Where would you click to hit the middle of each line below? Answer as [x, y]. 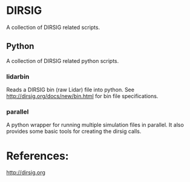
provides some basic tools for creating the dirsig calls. [74, 131]
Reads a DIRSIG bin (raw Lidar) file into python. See [70, 90]
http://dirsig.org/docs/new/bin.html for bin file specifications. [82, 96]
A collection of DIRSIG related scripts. [53, 27]
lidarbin [18, 76]
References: [38, 156]
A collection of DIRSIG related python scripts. [63, 60]
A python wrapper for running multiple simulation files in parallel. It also [95, 125]
